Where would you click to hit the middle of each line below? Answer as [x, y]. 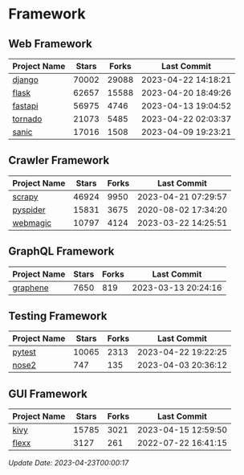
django [25, 80]
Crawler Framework [59, 160]
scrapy [25, 196]
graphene [31, 288]
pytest [24, 352]
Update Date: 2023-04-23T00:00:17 [69, 463]
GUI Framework [48, 393]
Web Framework [50, 44]
